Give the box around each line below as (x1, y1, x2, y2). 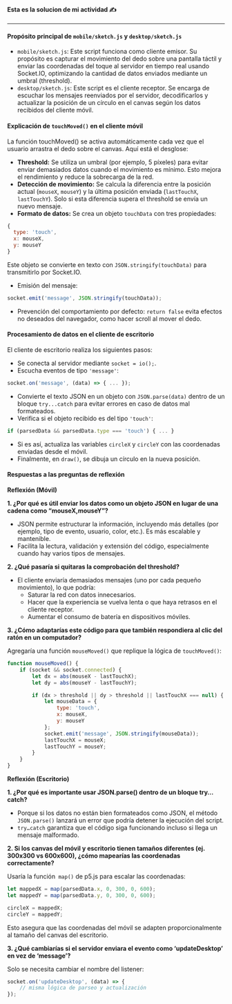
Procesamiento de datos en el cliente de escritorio (7, 331, 154, 339)
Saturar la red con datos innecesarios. (27, 591, 136, 599)
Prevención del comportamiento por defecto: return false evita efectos (17, 307, 222, 315)
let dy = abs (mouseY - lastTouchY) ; (32, 679, 137, 686)
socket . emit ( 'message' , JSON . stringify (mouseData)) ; (43, 730, 199, 737)
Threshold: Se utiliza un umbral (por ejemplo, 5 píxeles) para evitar (17, 158, 209, 166)
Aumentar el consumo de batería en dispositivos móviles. (27, 613, 191, 621)
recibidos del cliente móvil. (17, 106, 94, 115)
